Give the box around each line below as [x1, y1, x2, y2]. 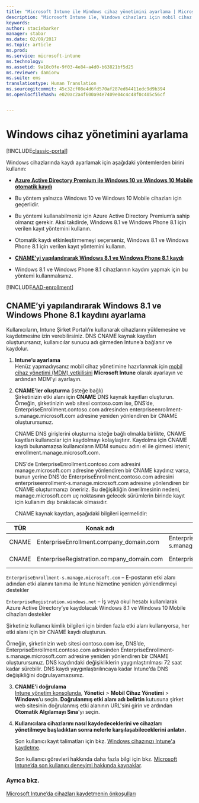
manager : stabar [6, 31, 46, 37]
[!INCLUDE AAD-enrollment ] [6, 284, 74, 291]
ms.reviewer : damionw [6, 70, 60, 75]
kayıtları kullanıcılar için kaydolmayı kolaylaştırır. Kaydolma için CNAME [14, 436, 188, 443]
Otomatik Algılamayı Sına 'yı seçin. [14, 708, 100, 715]
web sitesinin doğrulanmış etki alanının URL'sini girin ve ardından [14, 702, 173, 709]
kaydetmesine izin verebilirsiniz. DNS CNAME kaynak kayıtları [6, 332, 156, 339]
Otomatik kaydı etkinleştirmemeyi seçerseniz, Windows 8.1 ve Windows [14, 236, 189, 244]
